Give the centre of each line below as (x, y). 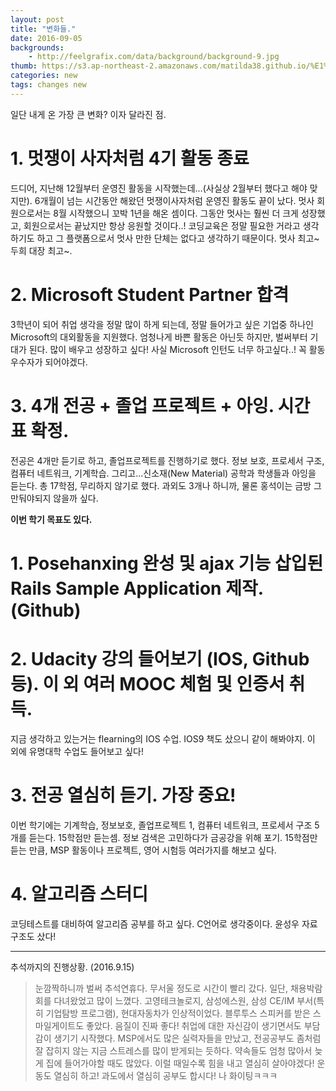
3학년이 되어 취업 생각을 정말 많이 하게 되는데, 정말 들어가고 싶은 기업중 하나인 (162, 324)
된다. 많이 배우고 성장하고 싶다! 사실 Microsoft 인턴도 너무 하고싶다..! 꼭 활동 (177, 349)
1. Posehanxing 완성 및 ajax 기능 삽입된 (167, 563)
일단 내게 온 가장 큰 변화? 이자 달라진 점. (88, 114)
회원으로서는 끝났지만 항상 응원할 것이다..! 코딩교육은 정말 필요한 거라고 (162, 225)
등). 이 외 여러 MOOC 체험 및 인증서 (147, 683)
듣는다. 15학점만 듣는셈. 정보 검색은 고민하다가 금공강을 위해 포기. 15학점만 (173, 837)
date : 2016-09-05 (46, 38)
